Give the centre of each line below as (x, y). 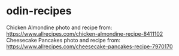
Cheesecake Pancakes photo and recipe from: (63, 40)
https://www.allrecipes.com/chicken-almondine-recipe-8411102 (85, 33)
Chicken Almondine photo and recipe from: (59, 27)
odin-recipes (39, 11)
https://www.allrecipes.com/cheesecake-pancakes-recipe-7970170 (89, 46)
